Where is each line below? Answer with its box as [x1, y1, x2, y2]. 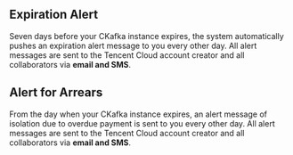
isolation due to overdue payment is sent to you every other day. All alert [9, 118, 275, 128]
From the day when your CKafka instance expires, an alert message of [9, 109, 267, 119]
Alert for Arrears [9, 85, 103, 101]
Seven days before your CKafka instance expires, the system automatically [9, 30, 285, 41]
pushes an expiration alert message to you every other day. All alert [9, 40, 257, 51]
